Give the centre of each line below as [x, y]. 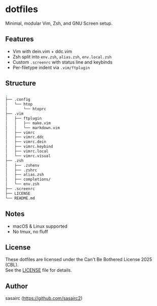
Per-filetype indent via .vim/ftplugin [51, 67]
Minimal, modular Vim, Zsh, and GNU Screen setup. [59, 23]
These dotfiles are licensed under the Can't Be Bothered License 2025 [79, 260]
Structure [21, 84]
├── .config [18, 99]
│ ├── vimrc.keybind [29, 147]
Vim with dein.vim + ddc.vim [42, 51]
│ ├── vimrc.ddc [25, 137]
